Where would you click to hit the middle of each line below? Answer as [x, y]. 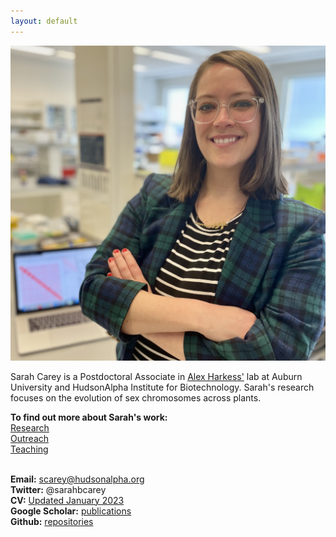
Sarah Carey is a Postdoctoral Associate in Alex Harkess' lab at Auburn [156, 376]
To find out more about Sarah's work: [89, 417]
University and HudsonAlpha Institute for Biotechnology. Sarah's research [162, 387]
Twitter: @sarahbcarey [58, 489]
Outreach [30, 438]
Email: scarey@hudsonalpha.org [77, 479]
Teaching [29, 449]
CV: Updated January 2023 [67, 500]
